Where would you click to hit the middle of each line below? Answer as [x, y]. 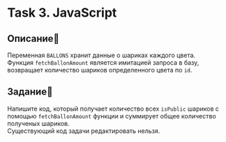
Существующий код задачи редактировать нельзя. [84, 131]
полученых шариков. [38, 123]
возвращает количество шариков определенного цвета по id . [100, 70]
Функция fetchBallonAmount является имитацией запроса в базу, [103, 63]
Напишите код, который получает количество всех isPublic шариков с [113, 109]
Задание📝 [30, 92]
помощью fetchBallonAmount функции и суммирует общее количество [112, 116]
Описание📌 [33, 39]
